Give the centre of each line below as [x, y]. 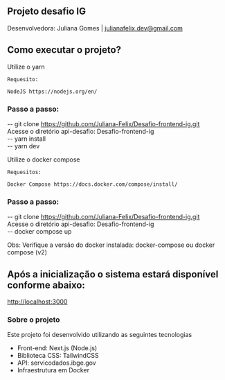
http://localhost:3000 [37, 302]
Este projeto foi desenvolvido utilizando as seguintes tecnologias [100, 335]
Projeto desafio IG [47, 11]
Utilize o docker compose [44, 159]
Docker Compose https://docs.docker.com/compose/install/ [92, 184]
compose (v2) [27, 252]
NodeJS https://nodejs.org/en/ [52, 92]
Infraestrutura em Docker [53, 370]
